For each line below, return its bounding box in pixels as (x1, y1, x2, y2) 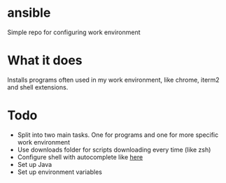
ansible (7, 5, 51, 21)
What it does (7, 52, 83, 68)
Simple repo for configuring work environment (7, 28, 141, 36)
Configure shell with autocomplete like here (17, 152, 143, 161)
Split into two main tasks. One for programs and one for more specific (17, 131, 219, 139)
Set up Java (17, 160, 52, 168)
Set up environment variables (17, 168, 103, 176)
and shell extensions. (7, 82, 69, 91)
